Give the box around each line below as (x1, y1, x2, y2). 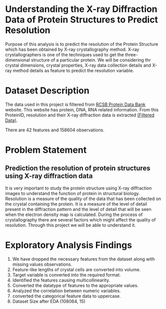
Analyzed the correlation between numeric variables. (12, 288, 121, 294)
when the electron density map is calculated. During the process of (5, 211, 143, 217)
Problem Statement (5, 144, 87, 156)
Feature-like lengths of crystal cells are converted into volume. (12, 266, 141, 272)
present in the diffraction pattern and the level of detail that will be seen (5, 206, 152, 212)
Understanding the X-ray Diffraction (5, 3, 158, 15)
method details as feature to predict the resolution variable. (12, 67, 134, 73)
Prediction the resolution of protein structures (5, 164, 151, 173)
